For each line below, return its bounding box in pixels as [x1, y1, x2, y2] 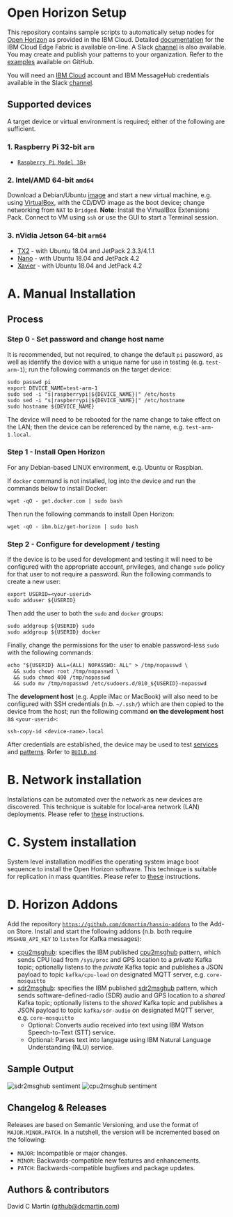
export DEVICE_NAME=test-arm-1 [7, 385, 98, 392]
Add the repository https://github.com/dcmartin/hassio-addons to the [7, 919, 209, 928]
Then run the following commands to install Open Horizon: [7, 510, 175, 518]
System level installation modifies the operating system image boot [7, 857, 200, 866]
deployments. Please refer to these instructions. [7, 810, 145, 818]
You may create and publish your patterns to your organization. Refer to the [7, 50, 224, 59]
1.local [7, 431, 30, 438]
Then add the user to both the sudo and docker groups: [7, 609, 163, 618]
